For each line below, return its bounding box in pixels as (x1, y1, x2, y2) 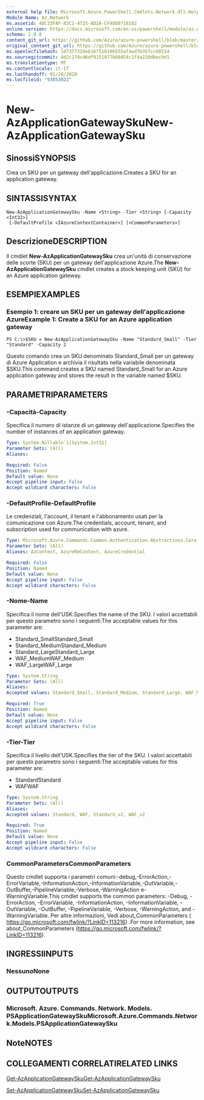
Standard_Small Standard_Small (15, 635, 93, 642)
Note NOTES (6, 1038, 53, 1048)
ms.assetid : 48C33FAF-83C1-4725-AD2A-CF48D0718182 (6, 20, 137, 26)
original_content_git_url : (6, 43, 75, 49)
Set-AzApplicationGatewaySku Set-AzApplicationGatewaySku (6, 1086, 160, 1094)
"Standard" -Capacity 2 (6, 342, 67, 348)
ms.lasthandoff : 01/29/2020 (6, 71, 78, 77)
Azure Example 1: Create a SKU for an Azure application (6, 315, 172, 324)
